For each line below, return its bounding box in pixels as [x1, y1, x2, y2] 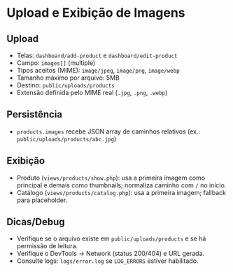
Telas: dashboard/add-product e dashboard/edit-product [16, 51, 178, 59]
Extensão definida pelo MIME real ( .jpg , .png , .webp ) [16, 89, 168, 96]
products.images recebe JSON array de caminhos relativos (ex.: [16, 127, 201, 136]
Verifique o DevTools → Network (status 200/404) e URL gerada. [16, 250, 205, 258]
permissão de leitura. [16, 242, 78, 250]
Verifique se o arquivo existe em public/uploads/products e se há [16, 234, 206, 243]
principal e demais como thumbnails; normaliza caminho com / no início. [16, 180, 227, 189]
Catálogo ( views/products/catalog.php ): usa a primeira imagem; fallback [16, 188, 227, 196]
